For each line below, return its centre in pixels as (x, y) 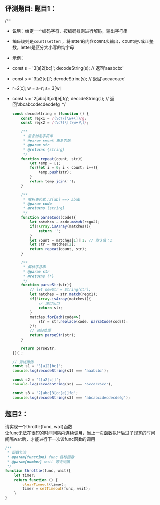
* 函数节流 (17, 453)
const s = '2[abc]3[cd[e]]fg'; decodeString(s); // (60, 98)
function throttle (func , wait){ (38, 471)
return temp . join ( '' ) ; (53, 182)
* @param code (38, 204)
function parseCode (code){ (49, 218)
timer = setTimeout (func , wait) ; (57, 489)
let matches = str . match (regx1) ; (64, 294)
